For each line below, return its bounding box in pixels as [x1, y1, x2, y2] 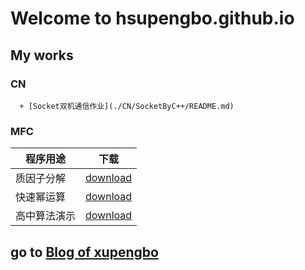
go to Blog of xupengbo [10, 243, 159, 261]
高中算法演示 [15, 209, 77, 223]
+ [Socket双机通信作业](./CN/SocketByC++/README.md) [19, 101, 235, 111]
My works [10, 47, 74, 64]
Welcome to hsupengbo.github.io [10, 7, 295, 30]
